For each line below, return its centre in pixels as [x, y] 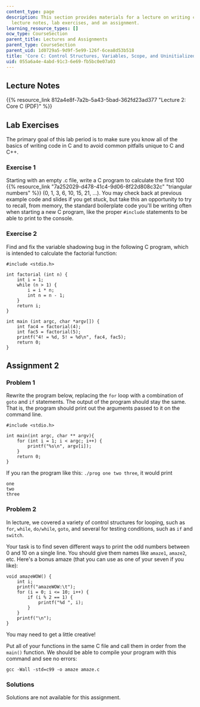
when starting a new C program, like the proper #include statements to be [97, 212]
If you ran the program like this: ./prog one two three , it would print [89, 473]
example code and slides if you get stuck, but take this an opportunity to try [99, 200]
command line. [24, 415]
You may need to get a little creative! [51, 634]
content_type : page [30, 12]
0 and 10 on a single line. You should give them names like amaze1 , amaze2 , [96, 553]
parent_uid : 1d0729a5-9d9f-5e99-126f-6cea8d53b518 [70, 51]
